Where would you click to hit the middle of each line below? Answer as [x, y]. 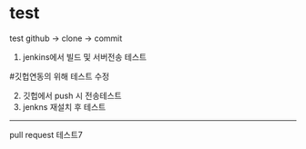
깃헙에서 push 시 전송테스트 [72, 95]
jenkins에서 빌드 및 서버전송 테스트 [85, 56]
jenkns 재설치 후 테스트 [64, 106]
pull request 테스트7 [46, 134]
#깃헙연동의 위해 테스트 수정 [60, 76]
